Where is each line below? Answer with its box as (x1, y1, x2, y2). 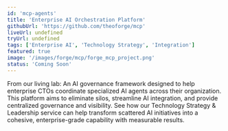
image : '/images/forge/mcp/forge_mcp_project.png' (7, 55, 155, 61)
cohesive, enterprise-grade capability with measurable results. (7, 115, 185, 123)
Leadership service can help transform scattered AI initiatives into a (7, 108, 198, 117)
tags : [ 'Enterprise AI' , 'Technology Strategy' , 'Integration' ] (7, 42, 195, 48)
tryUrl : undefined (7, 35, 60, 42)
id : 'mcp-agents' (7, 10, 57, 17)
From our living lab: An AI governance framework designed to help (7, 79, 196, 87)
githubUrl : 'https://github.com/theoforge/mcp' (7, 23, 146, 29)
